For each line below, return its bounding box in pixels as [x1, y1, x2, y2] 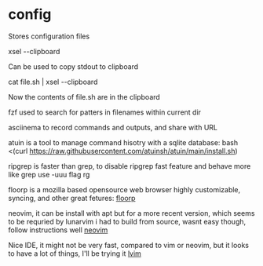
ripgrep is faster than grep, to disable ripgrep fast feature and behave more [8, 161, 251, 170]
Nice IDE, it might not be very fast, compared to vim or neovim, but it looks [8, 240, 250, 250]
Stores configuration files [8, 31, 90, 41]
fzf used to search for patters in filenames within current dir [8, 107, 202, 117]
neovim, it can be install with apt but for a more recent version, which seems [8, 208, 255, 217]
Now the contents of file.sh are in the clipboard [8, 92, 161, 101]
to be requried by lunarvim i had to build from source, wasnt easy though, [8, 217, 247, 226]
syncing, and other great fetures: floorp [8, 193, 136, 202]
